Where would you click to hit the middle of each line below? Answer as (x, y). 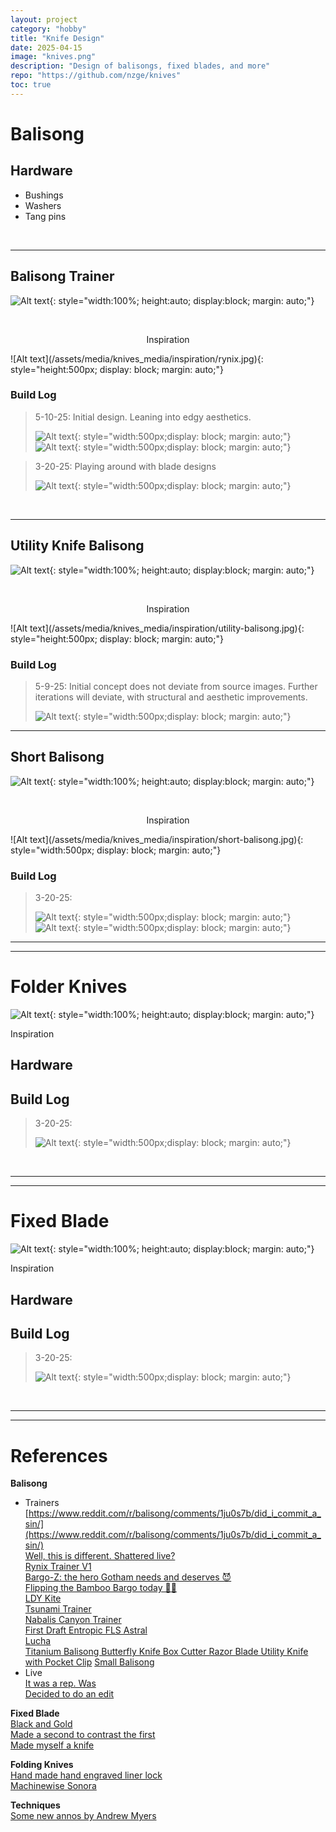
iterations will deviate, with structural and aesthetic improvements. (171, 697)
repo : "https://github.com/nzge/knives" (96, 76)
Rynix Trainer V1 (58, 1567)
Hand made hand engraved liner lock (86, 1775)
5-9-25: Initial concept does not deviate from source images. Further (176, 686)
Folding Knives (42, 1765)
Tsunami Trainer (58, 1609)
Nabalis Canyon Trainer (73, 1620)
